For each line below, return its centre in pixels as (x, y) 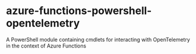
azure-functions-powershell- (79, 11)
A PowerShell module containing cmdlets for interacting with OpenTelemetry (98, 39)
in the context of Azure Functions (46, 46)
